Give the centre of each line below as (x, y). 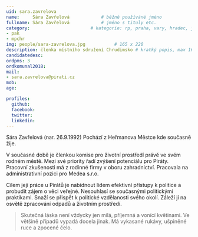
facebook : (23, 109)
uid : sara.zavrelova (32, 11)
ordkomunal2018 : (26, 66)
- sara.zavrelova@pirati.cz (41, 77)
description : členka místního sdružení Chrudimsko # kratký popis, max (96, 50)
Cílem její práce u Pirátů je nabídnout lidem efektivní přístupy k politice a (94, 185)
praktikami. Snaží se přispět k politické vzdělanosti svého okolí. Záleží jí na (96, 198)
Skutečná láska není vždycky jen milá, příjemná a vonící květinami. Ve (105, 215)
